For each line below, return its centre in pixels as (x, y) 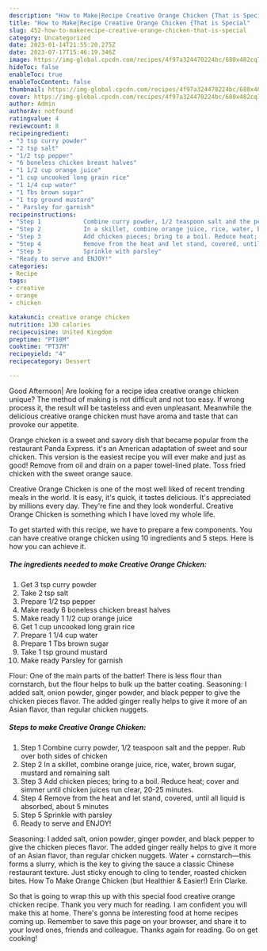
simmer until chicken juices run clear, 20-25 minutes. (107, 789)
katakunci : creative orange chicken (69, 317)
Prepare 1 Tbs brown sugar (65, 644)
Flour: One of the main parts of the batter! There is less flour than (116, 675)
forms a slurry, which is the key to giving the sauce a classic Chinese (122, 864)
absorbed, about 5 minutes (65, 806)
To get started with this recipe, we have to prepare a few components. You (131, 529)
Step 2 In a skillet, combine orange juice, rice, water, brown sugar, (128, 764)
